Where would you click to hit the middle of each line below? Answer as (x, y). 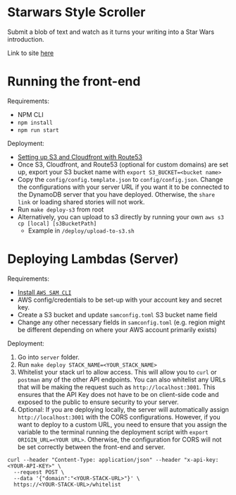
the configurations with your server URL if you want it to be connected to (123, 187)
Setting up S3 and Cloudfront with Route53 (80, 157)
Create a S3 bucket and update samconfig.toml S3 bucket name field (117, 314)
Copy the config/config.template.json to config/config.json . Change (120, 179)
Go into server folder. (48, 357)
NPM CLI (30, 114)
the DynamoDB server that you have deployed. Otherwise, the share (116, 194)
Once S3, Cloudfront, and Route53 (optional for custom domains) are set (123, 164)
